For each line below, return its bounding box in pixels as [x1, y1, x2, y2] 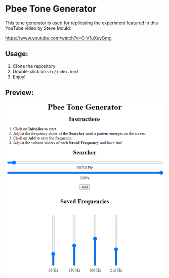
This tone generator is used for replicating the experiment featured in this [5, 20, 158, 26]
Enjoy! [12, 74, 26, 80]
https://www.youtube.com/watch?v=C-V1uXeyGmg [5, 35, 112, 41]
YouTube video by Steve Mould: [5, 25, 72, 31]
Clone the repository [12, 63, 56, 69]
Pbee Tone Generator [5, 3, 97, 15]
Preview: [5, 88, 34, 97]
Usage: [5, 50, 29, 58]
